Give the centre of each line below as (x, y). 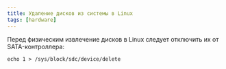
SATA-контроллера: (36, 46)
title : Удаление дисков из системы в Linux (70, 13)
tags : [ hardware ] (32, 20)
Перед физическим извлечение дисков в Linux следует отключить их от (113, 39)
